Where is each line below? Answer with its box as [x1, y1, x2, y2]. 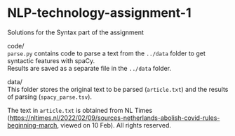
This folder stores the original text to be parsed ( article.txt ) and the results [7, 85, 229, 93]
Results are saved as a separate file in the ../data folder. [7, 64, 172, 72]
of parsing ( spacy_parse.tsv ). [7, 93, 93, 101]
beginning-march [7, 121, 58, 129]
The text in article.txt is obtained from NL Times [7, 106, 153, 114]
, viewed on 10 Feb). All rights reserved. [57, 121, 172, 129]
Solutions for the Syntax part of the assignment [7, 28, 144, 36]
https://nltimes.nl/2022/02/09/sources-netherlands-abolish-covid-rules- [9, 114, 220, 122]
